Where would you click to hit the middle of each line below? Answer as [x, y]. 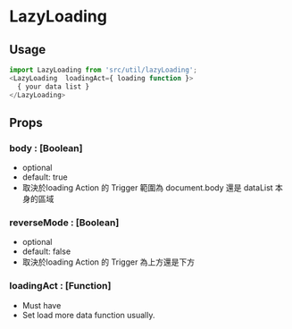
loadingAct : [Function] [60, 286]
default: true [45, 177]
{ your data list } [54, 87]
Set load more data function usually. [88, 315]
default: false [46, 251]
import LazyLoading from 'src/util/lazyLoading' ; [104, 70]
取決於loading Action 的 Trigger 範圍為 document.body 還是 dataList [148, 188]
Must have [42, 305]
